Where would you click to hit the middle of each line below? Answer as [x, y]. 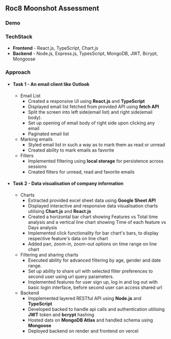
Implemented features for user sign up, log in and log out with [93, 282]
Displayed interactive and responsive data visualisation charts [93, 206]
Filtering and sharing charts [49, 255]
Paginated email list [48, 134]
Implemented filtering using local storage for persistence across [96, 161]
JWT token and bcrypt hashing [61, 314]
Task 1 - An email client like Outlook [51, 84]
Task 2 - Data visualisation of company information [68, 183]
